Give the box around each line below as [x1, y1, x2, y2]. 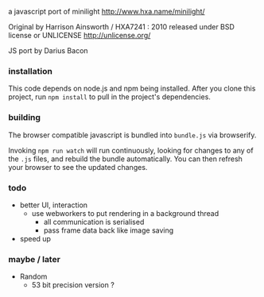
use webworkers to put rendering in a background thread [31, 208, 219, 218]
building [8, 112, 41, 123]
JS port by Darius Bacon [8, 46, 89, 55]
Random [19, 272, 48, 281]
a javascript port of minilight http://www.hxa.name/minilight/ [8, 7, 205, 16]
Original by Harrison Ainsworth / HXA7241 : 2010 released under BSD [8, 22, 235, 31]
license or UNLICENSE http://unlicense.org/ [8, 31, 151, 40]
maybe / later [8, 253, 61, 264]
